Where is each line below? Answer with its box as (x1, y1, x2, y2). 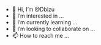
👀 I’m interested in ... (12, 12, 64, 19)
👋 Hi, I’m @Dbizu (12, 6, 55, 13)
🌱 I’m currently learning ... (12, 19, 78, 26)
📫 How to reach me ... (12, 32, 69, 39)
